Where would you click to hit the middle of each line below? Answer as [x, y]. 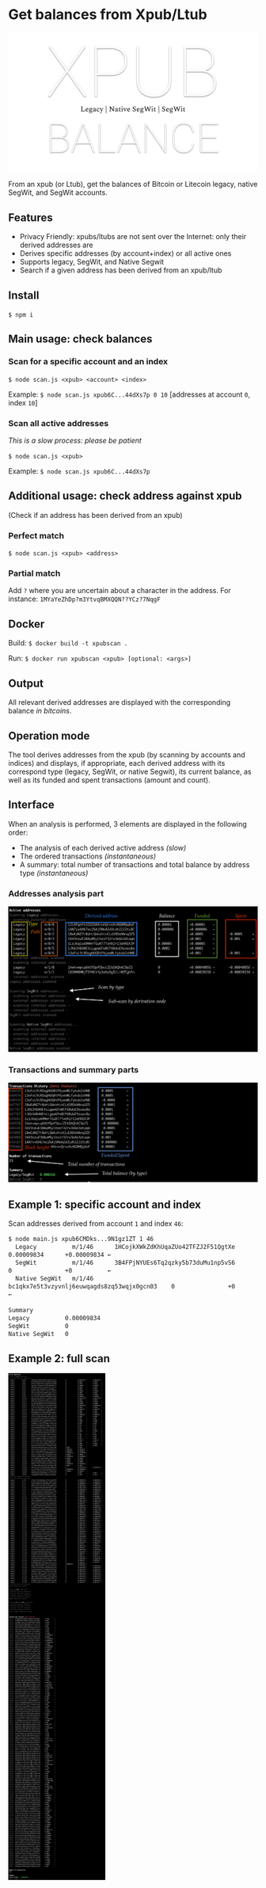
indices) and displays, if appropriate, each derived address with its [117, 763]
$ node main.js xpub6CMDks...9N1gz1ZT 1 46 [81, 1239]
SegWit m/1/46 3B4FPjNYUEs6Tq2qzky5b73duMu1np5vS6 [125, 1263]
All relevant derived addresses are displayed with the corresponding [120, 702]
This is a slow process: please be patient [75, 440]
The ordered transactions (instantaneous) [88, 856]
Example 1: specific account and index [105, 1204]
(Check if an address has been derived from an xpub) [96, 515]
